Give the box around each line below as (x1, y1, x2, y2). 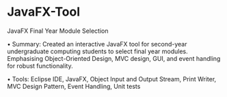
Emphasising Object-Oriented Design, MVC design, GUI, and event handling (7, 54, 221, 62)
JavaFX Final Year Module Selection (7, 27, 109, 35)
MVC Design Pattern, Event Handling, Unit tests (7, 82, 141, 90)
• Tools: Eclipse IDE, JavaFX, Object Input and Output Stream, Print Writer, (7, 74, 217, 83)
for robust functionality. (7, 61, 73, 70)
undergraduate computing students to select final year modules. (7, 47, 188, 55)
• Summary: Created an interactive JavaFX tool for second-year (7, 40, 187, 48)
